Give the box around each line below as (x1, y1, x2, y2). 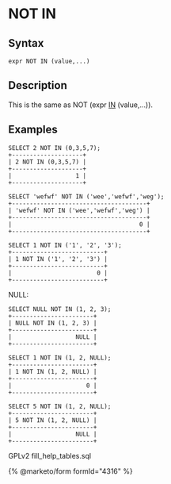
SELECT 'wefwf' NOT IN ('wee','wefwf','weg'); (8, 192, 165, 201)
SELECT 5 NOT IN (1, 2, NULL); (8, 402, 112, 410)
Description (8, 79, 67, 92)
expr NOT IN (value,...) (8, 57, 90, 65)
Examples (8, 123, 58, 136)
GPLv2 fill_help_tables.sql (8, 451, 92, 460)
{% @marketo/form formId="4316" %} (8, 466, 133, 476)
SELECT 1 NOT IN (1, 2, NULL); (8, 354, 112, 362)
